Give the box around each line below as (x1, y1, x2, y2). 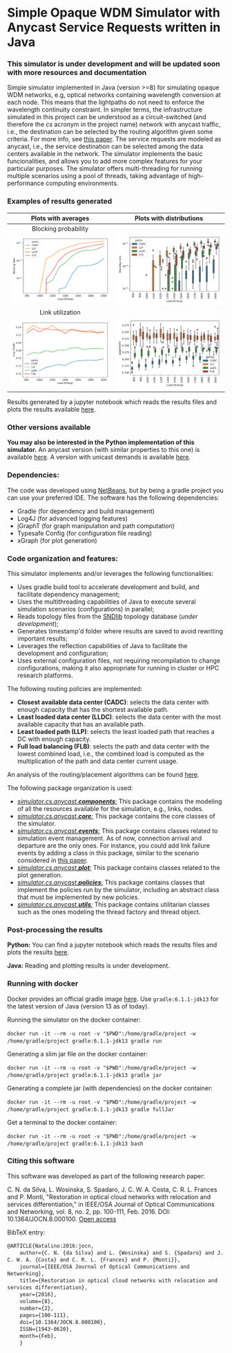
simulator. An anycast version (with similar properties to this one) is (7, 446, 200, 454)
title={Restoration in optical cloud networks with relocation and (19, 1277, 217, 1284)
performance (7, 179, 45, 188)
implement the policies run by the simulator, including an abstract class (17, 885, 220, 893)
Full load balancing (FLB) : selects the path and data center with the (17, 742, 210, 750)
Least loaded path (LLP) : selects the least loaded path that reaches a (17, 727, 215, 735)
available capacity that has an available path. (17, 719, 145, 728)
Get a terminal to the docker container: (7, 1118, 117, 1126)
